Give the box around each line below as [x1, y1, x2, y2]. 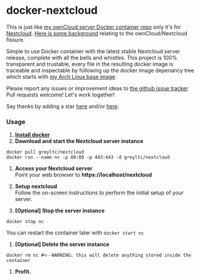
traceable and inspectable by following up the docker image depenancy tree [6, 66, 195, 74]
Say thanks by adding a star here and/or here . [6, 102, 120, 109]
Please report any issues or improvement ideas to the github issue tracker [6, 84, 189, 92]
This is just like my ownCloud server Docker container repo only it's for [6, 23, 181, 31]
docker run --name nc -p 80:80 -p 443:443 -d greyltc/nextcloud [6, 154, 170, 160]
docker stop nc [6, 219, 44, 225]
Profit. [14, 268, 32, 275]
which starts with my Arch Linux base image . [6, 73, 117, 80]
